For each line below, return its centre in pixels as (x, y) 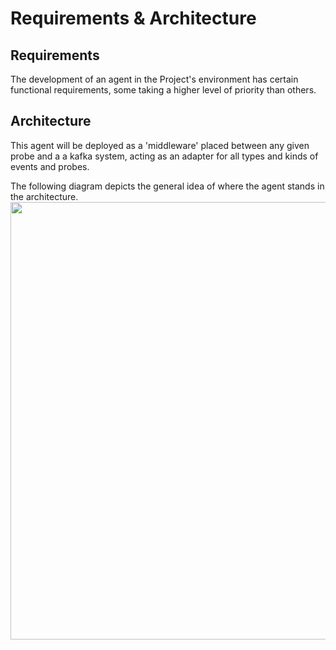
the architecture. (44, 196)
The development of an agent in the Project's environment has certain (154, 79)
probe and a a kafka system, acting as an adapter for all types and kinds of (164, 156)
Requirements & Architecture (133, 18)
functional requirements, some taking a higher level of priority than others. (163, 90)
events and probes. (50, 166)
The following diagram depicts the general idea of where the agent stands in (167, 186)
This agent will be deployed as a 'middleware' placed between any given (160, 145)
